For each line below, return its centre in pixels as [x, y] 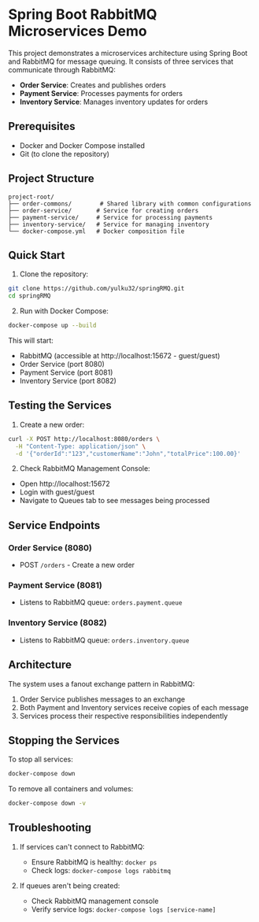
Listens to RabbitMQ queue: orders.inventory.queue [104, 640]
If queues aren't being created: [70, 885]
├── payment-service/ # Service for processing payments [111, 217]
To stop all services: [41, 759]
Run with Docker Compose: [64, 311]
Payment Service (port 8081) [66, 372]
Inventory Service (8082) [58, 623]
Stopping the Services [64, 741]
